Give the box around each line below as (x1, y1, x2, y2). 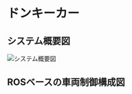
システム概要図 (7, 35, 71, 47)
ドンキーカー (7, 5, 80, 21)
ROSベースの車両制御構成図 (7, 76, 125, 89)
